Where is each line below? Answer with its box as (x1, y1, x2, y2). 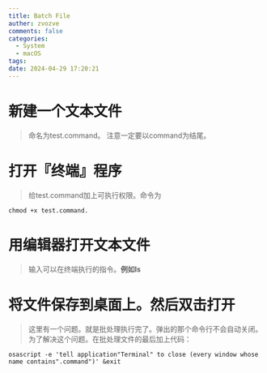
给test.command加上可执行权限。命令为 (28, 190, 162, 199)
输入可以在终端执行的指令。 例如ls (28, 264, 142, 274)
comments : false (8, 27, 63, 35)
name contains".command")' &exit (8, 358, 121, 366)
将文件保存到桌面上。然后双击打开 (8, 295, 236, 314)
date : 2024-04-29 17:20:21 (8, 65, 100, 73)
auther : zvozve (8, 19, 60, 28)
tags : (8, 58, 27, 66)
